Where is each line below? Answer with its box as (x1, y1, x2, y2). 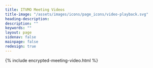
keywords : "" (5, 26, 32, 31)
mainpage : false (5, 39, 38, 44)
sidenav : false (5, 35, 36, 40)
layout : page (5, 30, 32, 35)
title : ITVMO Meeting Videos (5, 7, 65, 12)
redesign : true (5, 44, 36, 49)
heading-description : (5, 16, 50, 21)
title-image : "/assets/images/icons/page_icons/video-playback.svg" (5, 12, 149, 17)
